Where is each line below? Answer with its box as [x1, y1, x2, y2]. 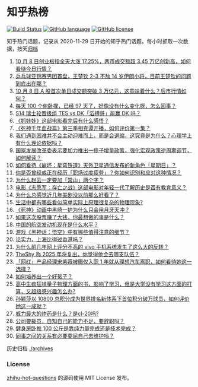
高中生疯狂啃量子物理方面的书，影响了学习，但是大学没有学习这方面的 [15, 280, 187, 287]
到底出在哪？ [15, 80, 47, 87]
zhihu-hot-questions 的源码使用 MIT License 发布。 [7, 375, 133, 382]
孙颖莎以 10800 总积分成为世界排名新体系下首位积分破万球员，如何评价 [15, 295, 190, 302]
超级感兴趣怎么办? [31, 287, 76, 294]
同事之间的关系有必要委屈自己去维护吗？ [15, 332, 114, 339]
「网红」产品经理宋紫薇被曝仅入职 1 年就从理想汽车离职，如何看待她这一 [15, 258, 192, 265]
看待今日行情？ [15, 65, 52, 72]
